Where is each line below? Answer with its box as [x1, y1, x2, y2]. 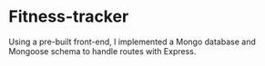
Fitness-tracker [8, 6, 129, 27]
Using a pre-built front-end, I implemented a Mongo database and [8, 36, 256, 47]
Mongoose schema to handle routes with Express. [8, 45, 197, 56]
